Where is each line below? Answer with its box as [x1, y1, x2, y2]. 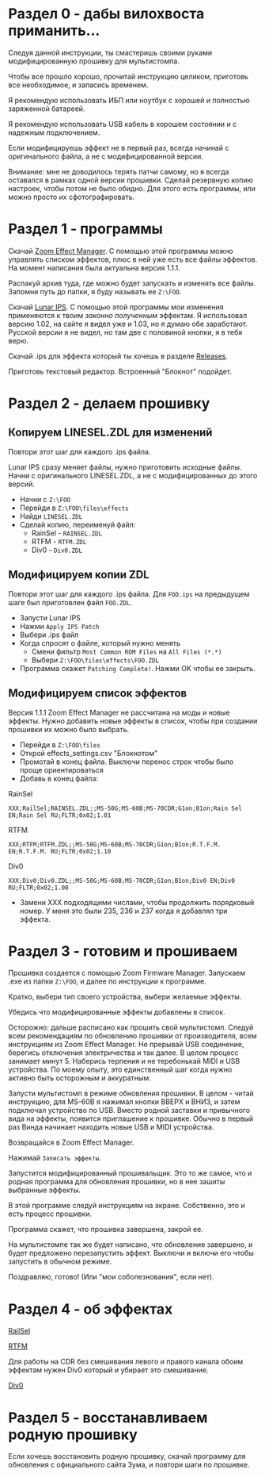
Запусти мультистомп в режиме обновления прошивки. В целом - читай [8, 1088, 255, 1099]
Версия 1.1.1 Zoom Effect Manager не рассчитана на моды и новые [8, 708, 231, 717]
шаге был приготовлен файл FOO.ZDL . [8, 597, 133, 607]
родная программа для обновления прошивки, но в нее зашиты [8, 1177, 225, 1187]
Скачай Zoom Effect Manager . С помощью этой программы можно [8, 246, 233, 255]
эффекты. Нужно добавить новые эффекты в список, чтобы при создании [8, 715, 258, 726]
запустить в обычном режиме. [8, 1256, 112, 1266]
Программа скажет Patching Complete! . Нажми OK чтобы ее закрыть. [19, 663, 256, 673]
